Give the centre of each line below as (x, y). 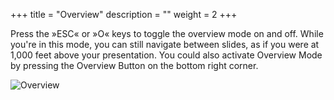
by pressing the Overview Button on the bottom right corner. (134, 65)
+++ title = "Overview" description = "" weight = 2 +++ (124, 14)
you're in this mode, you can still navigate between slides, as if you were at (165, 44)
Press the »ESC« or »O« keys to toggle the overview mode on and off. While (167, 33)
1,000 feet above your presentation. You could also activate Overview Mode (166, 55)
